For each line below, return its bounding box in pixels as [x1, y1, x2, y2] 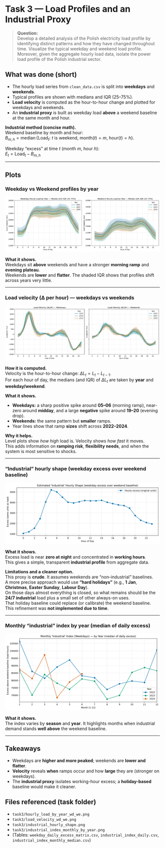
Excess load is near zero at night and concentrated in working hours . [5, 554, 146, 560]
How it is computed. [5, 365, 47, 371]
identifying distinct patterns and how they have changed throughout [17, 40, 155, 46]
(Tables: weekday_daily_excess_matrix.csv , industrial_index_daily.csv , [12, 832, 159, 838]
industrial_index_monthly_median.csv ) [12, 837, 91, 843]
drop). [12, 413, 25, 419]
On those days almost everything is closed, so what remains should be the [5, 590, 156, 595]
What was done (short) [5, 70, 77, 79]
